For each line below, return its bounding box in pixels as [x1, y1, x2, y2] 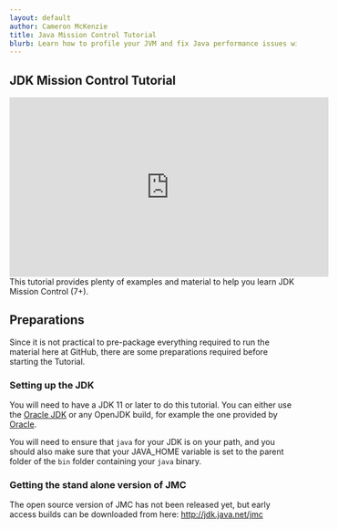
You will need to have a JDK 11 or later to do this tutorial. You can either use [9, 399, 292, 410]
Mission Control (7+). [9, 286, 89, 297]
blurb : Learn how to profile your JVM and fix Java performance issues [9, 38, 287, 48]
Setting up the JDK [9, 379, 95, 391]
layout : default [9, 13, 71, 23]
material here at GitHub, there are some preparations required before [9, 346, 269, 357]
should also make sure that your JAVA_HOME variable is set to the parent [9, 446, 284, 457]
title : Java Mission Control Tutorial [9, 30, 157, 39]
